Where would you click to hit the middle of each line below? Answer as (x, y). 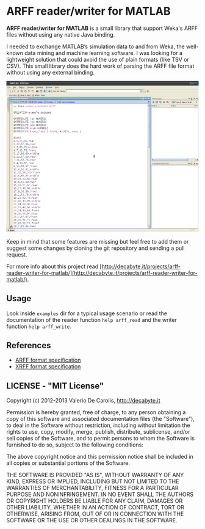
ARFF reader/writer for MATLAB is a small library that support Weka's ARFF (102, 28)
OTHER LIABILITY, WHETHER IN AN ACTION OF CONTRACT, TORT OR (95, 508)
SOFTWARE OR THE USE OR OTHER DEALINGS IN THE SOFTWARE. (92, 520)
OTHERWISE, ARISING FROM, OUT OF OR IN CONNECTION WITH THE (95, 514)
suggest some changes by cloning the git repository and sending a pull (95, 248)
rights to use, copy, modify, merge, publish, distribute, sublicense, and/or (98, 432)
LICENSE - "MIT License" (55, 386)
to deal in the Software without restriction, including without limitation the (98, 425)
